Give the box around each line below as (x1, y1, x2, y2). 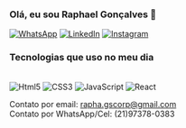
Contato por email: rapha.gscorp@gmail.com (9, 98, 177, 109)
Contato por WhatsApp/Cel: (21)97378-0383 (9, 108, 175, 119)
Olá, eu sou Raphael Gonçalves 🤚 (9, 8, 157, 21)
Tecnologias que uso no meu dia (9, 51, 154, 64)
